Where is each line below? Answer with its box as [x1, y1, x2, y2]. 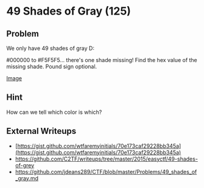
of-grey [15, 161, 35, 169]
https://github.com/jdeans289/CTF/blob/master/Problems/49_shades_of [15, 168, 197, 175]
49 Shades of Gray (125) [6, 4, 131, 18]
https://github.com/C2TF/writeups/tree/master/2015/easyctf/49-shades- [15, 155, 198, 162]
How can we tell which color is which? [6, 108, 102, 116]
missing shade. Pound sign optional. [6, 63, 97, 70]
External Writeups [6, 126, 77, 136]
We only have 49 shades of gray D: [6, 44, 94, 52]
